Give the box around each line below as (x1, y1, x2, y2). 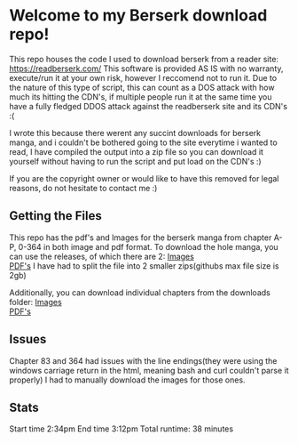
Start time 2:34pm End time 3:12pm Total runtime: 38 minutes (9, 423, 233, 434)
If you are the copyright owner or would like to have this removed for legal (9, 173, 279, 183)
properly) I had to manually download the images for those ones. (9, 375, 246, 385)
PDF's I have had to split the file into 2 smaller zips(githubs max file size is (9, 260, 279, 271)
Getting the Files (9, 208, 102, 223)
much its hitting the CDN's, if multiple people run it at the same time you (9, 91, 272, 102)
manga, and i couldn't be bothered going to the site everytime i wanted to (9, 137, 278, 148)
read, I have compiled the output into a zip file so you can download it (9, 146, 264, 157)
